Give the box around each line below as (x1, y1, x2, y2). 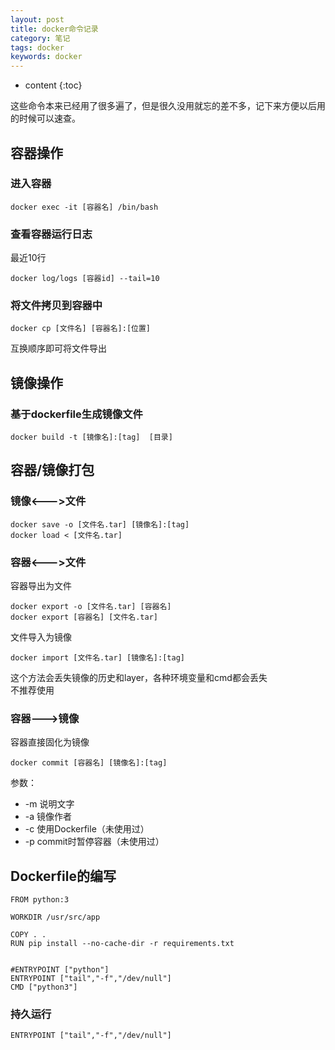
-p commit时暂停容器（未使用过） (24, 836, 165, 848)
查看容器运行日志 (10, 227, 93, 241)
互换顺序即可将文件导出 (10, 342, 107, 355)
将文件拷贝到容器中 (10, 299, 103, 313)
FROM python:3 (10, 895, 70, 905)
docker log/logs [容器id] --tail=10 (10, 274, 160, 284)
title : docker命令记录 (10, 24, 99, 34)
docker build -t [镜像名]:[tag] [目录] (10, 432, 173, 443)
